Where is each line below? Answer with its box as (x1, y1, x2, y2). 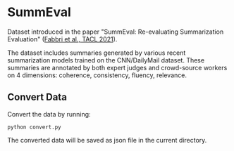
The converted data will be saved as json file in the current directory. (7, 136, 207, 144)
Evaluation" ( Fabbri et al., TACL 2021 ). (7, 34, 118, 43)
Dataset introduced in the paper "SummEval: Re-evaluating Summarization (7, 27, 224, 36)
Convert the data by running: (7, 110, 91, 118)
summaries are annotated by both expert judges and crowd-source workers (7, 63, 228, 72)
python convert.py (7, 124, 61, 131)
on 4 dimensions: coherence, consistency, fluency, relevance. (7, 71, 187, 79)
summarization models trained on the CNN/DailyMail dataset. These (7, 55, 205, 64)
